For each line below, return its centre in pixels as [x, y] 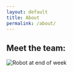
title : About [23, 18]
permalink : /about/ [31, 23]
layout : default [27, 12]
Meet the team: [36, 48]
